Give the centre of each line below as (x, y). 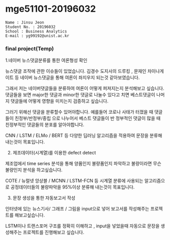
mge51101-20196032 (51, 9)
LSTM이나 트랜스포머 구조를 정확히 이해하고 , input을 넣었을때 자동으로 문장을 (82, 226)
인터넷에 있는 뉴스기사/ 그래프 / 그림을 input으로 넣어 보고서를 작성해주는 (77, 209)
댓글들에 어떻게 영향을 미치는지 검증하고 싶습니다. (59, 101)
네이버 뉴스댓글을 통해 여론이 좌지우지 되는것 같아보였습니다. (80, 77)
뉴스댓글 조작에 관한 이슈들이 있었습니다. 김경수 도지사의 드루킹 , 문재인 (76, 71)
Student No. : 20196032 (31, 27)
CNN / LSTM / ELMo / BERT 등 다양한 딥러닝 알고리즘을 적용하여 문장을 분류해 (84, 136)
